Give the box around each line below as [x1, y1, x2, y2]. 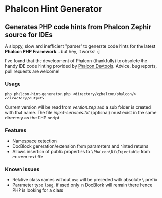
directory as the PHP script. [5, 115, 61, 120]
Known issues [5, 166, 40, 173]
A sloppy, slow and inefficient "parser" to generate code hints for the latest [5, 43, 156, 49]
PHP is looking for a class [12, 187, 63, 193]
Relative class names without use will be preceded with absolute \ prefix [12, 177, 158, 182]
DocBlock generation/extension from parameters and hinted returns [12, 143, 149, 149]
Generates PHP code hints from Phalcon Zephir [5, 23, 152, 31]
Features [5, 127, 27, 134]
